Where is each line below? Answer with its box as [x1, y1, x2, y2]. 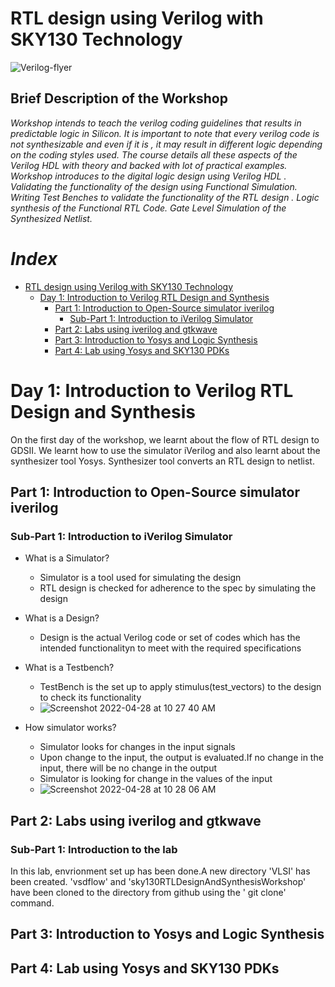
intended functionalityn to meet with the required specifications [39, 642, 302, 654]
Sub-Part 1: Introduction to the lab [10, 842, 178, 856]
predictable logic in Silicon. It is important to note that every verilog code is [10, 127, 320, 139]
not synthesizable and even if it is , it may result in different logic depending [10, 138, 323, 150]
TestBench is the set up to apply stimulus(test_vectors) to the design [39, 681, 322, 693]
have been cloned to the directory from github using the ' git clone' [10, 887, 287, 898]
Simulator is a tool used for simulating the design [39, 572, 242, 584]
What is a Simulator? [24, 552, 110, 564]
